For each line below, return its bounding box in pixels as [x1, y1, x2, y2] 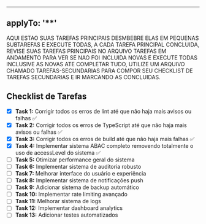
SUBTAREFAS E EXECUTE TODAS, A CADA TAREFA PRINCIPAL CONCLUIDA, [6, 41, 200, 48]
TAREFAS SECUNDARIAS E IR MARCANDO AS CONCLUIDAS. [6, 73, 161, 80]
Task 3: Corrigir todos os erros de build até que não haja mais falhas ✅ [15, 135, 195, 142]
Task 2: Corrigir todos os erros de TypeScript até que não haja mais [15, 121, 187, 129]
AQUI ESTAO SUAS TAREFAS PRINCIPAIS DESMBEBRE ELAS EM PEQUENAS [6, 34, 199, 42]
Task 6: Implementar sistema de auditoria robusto [15, 163, 142, 170]
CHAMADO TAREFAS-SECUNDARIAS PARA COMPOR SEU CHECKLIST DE [6, 67, 193, 74]
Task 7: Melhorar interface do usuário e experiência [15, 170, 147, 177]
